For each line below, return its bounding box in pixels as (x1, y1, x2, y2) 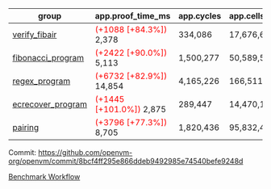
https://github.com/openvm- (38, 148, 133, 157)
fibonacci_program (12, 52, 85, 63)
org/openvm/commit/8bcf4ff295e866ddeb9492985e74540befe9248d (8, 157, 244, 166)
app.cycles (178, 10, 222, 21)
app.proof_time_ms (94, 10, 171, 21)
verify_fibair (12, 29, 57, 40)
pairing (12, 122, 40, 132)
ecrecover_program (12, 99, 87, 110)
